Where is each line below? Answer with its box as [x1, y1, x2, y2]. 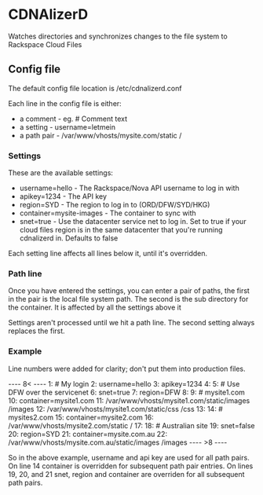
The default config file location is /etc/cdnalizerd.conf [8, 83, 182, 93]
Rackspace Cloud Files [8, 39, 82, 49]
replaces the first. [8, 326, 65, 335]
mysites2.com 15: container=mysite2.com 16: [8, 412, 155, 422]
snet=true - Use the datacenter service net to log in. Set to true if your [19, 217, 247, 226]
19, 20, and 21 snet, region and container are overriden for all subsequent [8, 469, 245, 478]
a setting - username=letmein [19, 122, 116, 131]
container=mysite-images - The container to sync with [19, 208, 196, 218]
